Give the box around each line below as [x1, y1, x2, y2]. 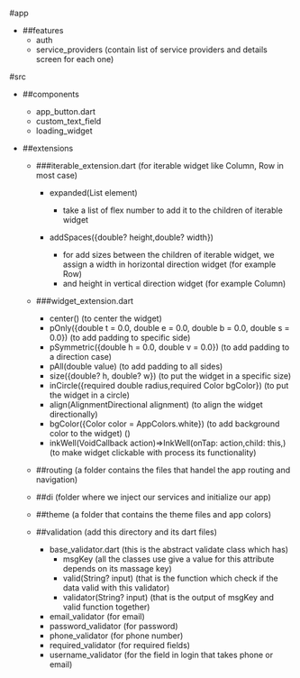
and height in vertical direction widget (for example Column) [62, 279, 286, 289]
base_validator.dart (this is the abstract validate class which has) [49, 545, 289, 554]
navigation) [35, 474, 78, 485]
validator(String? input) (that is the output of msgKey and [62, 592, 275, 602]
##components [22, 89, 79, 99]
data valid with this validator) [62, 582, 170, 593]
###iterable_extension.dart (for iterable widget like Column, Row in [35, 160, 284, 170]
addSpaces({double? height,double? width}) [49, 232, 214, 243]
